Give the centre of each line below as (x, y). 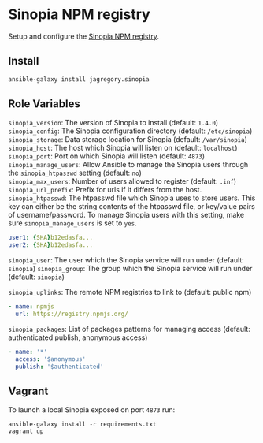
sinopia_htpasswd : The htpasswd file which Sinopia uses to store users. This (132, 198)
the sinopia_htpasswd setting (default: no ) (75, 173)
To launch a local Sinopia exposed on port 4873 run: (92, 410)
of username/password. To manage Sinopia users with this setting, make (126, 215)
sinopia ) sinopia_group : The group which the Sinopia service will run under (130, 269)
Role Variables (44, 104)
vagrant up (26, 431)
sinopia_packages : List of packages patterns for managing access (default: (129, 329)
